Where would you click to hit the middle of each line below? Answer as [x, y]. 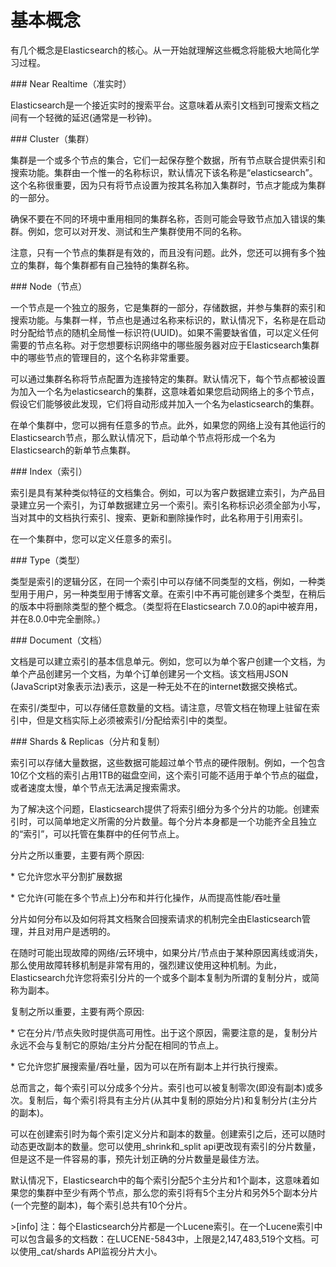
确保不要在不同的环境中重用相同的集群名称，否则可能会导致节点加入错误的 [163, 218]
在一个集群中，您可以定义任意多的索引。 [93, 538]
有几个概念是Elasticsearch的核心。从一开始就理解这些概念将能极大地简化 [160, 50]
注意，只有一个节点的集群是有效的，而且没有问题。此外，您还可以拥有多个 [163, 252]
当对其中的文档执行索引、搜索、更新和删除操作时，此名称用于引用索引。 [159, 517]
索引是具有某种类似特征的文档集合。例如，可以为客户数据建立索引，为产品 [163, 492]
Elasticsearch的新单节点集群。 [73, 450]
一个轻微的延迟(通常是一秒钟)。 [92, 117]
